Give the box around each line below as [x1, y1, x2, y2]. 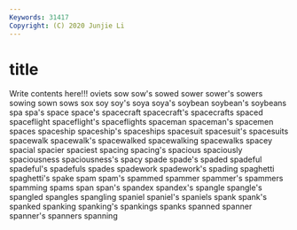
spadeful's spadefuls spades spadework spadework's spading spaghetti [9, 164, 275, 174]
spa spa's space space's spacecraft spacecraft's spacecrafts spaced [9, 107, 263, 118]
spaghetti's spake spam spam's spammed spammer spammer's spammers [9, 173, 284, 184]
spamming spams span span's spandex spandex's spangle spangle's [9, 182, 263, 193]
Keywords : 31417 [9, 12, 69, 22]
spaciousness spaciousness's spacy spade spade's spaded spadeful [9, 154, 262, 165]
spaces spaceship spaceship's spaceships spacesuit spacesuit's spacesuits [9, 126, 289, 137]
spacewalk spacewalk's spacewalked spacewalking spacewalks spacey [9, 135, 273, 146]
